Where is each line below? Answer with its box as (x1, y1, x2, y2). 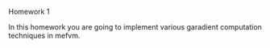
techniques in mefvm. (8, 31, 81, 40)
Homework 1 (8, 7, 50, 16)
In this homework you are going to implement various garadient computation (8, 22, 262, 31)
